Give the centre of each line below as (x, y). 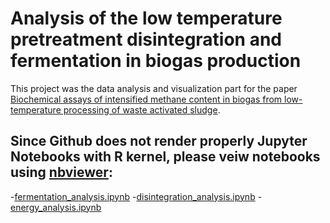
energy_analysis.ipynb (56, 207)
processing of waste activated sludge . (142, 109)
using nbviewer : (61, 172)
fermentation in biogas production (156, 61)
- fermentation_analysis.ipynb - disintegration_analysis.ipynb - (136, 196)
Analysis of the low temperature (146, 18)
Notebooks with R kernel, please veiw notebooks (165, 157)
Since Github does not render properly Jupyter (159, 141)
